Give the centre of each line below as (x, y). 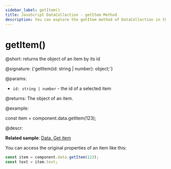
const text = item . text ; (32, 162)
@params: (16, 79)
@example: (17, 108)
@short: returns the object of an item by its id (53, 59)
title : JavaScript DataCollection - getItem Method (61, 15)
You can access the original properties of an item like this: (66, 148)
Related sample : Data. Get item (38, 138)
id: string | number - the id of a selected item (62, 89)
